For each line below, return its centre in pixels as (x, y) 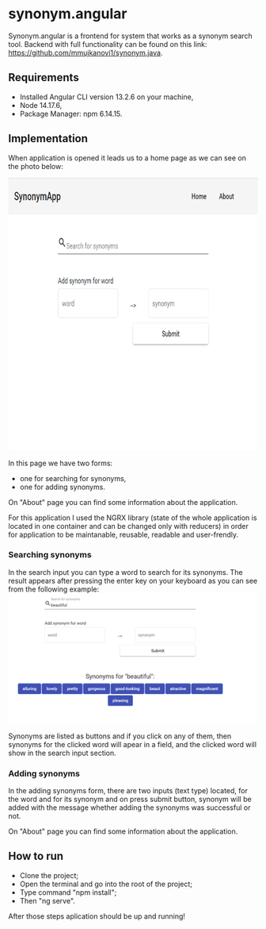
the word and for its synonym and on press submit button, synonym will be (130, 799)
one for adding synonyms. (62, 487)
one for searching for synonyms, (73, 478)
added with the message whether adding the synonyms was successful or (129, 808)
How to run (36, 856)
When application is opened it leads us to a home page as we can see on (127, 158)
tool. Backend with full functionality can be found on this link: (108, 44)
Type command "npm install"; (68, 892)
